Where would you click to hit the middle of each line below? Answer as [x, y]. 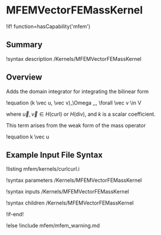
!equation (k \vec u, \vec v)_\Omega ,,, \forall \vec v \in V [74, 102]
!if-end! [15, 215]
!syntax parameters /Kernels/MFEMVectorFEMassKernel [74, 180]
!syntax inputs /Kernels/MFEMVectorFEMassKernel [68, 192]
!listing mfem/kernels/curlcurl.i [43, 169]
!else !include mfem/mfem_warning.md [53, 226]
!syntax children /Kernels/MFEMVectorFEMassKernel [70, 203]
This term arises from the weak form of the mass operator [76, 125]
